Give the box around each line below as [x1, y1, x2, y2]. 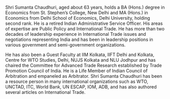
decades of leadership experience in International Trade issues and [5, 31, 146, 37]
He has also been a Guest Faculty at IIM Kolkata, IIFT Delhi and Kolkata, [5, 52, 155, 58]
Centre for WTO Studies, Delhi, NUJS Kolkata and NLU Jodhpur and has [5, 57, 156, 63]
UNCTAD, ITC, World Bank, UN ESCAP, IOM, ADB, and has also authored [5, 84, 157, 90]
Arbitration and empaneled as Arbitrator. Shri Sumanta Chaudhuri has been [5, 73, 162, 79]
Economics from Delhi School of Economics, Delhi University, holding [5, 15, 151, 21]
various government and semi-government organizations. [5, 42, 126, 47]
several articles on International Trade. [5, 89, 86, 95]
